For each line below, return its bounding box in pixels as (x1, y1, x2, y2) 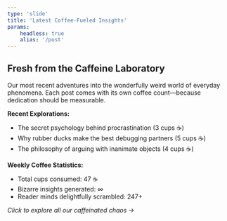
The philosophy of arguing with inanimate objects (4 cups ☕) (17, 145, 195, 153)
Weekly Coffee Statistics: (7, 161, 84, 169)
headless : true (20, 29, 65, 37)
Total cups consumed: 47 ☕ (17, 175, 98, 183)
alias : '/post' (20, 36, 65, 43)
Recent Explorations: (7, 109, 70, 118)
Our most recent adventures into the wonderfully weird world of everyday (7, 81, 221, 89)
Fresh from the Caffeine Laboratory (7, 62, 165, 74)
